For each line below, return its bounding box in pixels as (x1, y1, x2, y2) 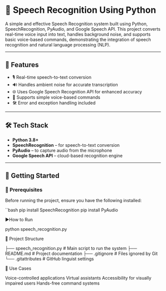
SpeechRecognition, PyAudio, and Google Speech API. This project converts (5, 26, 161, 32)
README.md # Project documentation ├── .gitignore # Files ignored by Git (5, 250, 158, 256)
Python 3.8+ (12, 137, 39, 143)
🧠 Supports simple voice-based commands (12, 94, 100, 100)
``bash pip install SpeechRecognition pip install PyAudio (5, 207, 119, 213)
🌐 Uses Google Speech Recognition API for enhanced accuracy (12, 88, 142, 94)
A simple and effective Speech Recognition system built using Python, (5, 21, 148, 27)
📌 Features (5, 61, 39, 69)
